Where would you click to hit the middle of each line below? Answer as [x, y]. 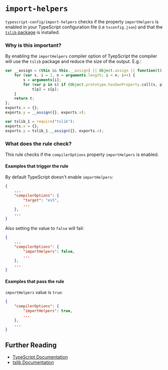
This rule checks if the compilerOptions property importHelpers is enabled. [82, 154]
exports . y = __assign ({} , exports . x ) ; [45, 112]
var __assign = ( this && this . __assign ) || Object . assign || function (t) [84, 71]
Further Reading [31, 345]
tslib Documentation [33, 362]
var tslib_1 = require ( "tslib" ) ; [40, 121]
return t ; [24, 98]
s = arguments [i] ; [42, 80]
